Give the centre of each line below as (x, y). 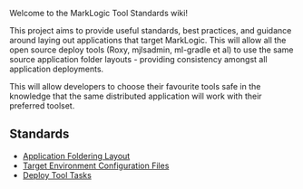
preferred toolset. (42, 106)
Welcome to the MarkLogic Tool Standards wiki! (99, 13)
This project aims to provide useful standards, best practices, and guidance (151, 30)
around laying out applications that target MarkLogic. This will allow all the (148, 40)
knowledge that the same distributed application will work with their (136, 96)
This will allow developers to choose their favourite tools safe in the (135, 86)
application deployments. (57, 69)
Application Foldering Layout (76, 156)
